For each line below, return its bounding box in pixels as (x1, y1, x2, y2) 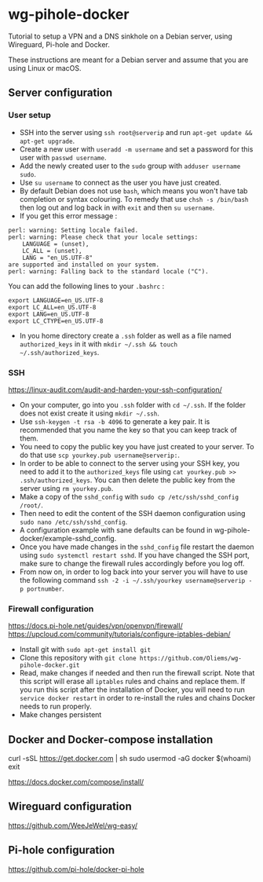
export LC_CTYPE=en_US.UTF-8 (8, 317, 104, 325)
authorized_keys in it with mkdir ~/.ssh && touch (19, 339, 178, 349)
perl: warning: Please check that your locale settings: (8, 233, 199, 241)
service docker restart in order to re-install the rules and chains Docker (19, 694, 256, 703)
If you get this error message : (19, 210, 118, 221)
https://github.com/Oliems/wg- (140, 654, 242, 663)
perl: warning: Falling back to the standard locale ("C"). (8, 267, 210, 276)
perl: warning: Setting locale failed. (8, 226, 139, 234)
